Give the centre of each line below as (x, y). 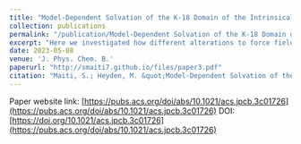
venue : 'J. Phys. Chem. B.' (62, 59)
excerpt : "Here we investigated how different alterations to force (140, 42)
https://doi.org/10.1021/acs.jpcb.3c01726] (88, 120)
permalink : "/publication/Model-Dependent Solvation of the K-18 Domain (148, 34)
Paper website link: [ (47, 101)
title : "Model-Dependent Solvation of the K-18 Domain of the (128, 17)
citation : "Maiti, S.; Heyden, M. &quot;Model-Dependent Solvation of (144, 76)
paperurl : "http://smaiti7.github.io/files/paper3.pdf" (116, 68)
